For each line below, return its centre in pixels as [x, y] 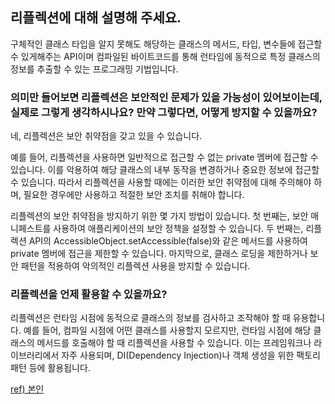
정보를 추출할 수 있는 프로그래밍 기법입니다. [94, 69]
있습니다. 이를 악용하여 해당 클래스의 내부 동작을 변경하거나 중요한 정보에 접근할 [165, 170]
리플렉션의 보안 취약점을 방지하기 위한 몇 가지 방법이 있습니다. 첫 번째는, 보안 [159, 216]
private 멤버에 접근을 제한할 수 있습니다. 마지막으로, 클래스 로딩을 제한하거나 [159, 254]
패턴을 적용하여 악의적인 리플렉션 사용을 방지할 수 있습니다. [135, 266]
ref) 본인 [27, 389]
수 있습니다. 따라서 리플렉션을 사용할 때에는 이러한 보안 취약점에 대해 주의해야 [161, 182]
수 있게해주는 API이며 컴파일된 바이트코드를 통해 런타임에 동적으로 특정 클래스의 [165, 56]
